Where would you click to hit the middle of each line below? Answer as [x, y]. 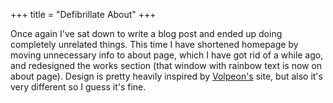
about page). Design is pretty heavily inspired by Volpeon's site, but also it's [166, 76]
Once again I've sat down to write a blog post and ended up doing [146, 33]
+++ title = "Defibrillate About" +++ [83, 14]
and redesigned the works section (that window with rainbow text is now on [166, 65]
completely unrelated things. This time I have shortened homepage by [154, 44]
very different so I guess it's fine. [78, 87]
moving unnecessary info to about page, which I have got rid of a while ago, [167, 55]
